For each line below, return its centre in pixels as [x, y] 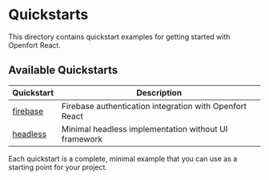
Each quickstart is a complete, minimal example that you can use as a [123, 158]
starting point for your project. [58, 167]
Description [159, 92]
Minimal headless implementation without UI [145, 129]
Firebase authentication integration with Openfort [154, 106]
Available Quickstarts [63, 70]
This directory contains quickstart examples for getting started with [119, 37]
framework [82, 139]
